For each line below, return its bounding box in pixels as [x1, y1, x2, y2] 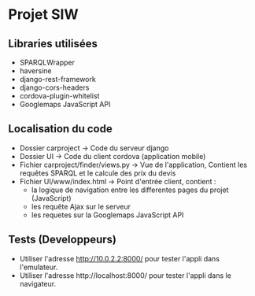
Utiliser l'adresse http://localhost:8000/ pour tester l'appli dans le [19, 270, 232, 280]
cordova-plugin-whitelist [19, 91, 100, 100]
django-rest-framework [19, 75, 96, 83]
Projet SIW [8, 6, 79, 24]
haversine [19, 66, 52, 76]
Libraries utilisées [8, 37, 98, 50]
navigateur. [19, 279, 57, 288]
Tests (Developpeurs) [8, 233, 116, 246]
